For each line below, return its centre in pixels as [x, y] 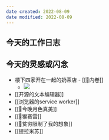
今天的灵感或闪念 [37, 65]
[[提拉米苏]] [29, 131]
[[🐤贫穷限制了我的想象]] [43, 123]
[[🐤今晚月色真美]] [36, 109]
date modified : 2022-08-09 [39, 17]
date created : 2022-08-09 [38, 12]
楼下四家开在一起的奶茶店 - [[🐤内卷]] [59, 80]
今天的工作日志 [33, 42]
